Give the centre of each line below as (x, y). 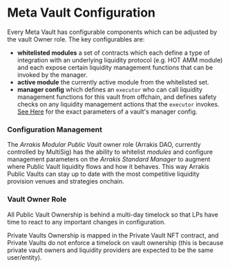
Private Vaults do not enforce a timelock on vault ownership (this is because (115, 242)
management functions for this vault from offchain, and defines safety (117, 97)
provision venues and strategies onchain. (66, 181)
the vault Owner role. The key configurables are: (76, 39)
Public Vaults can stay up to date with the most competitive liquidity (104, 174)
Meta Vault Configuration (81, 13)
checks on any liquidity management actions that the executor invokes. (118, 104)
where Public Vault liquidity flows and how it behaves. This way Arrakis (108, 167)
